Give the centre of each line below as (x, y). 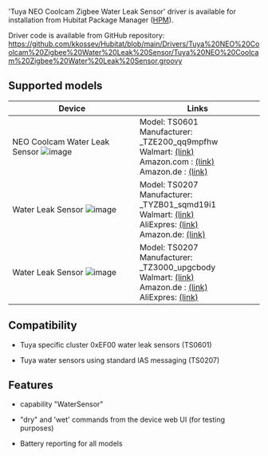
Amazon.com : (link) (177, 161)
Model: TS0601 (169, 121)
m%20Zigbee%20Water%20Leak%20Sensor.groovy (95, 61)
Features (31, 385)
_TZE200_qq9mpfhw (179, 141)
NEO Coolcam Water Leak (61, 141)
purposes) (37, 428)
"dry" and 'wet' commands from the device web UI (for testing (122, 420)
